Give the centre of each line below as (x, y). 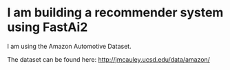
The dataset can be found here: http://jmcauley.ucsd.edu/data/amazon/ (108, 59)
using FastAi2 (48, 27)
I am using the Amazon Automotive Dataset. (70, 46)
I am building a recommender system (115, 13)
